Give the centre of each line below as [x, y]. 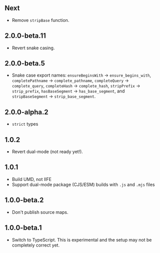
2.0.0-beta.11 [25, 36]
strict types [25, 124]
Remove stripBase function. [40, 20]
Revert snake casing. [33, 48]
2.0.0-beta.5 [25, 63]
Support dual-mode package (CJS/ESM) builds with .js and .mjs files [83, 184]
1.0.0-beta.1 [23, 228]
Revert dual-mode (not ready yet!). [47, 152]
